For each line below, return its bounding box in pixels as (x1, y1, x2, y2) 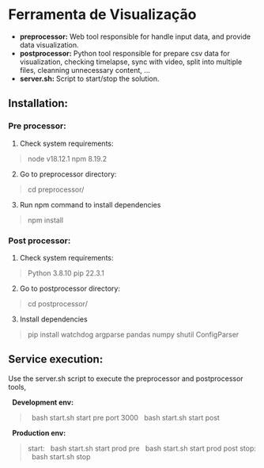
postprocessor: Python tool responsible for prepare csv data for (19, 48, 231, 58)
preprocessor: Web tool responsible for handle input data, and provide (19, 32, 251, 41)
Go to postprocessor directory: (19, 283, 121, 293)
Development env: (11, 398, 74, 407)
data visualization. (19, 40, 79, 49)
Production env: (11, 428, 66, 437)
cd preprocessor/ (27, 185, 85, 194)
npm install (27, 215, 64, 225)
